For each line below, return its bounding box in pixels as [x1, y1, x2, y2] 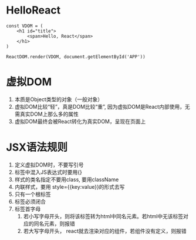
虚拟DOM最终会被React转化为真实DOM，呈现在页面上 [14, 118, 146, 125]
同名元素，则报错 [33, 220, 75, 227]
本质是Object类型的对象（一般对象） [14, 95, 103, 103]
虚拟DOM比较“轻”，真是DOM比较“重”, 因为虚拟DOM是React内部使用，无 [14, 103, 190, 110]
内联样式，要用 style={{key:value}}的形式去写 [14, 183, 125, 190]
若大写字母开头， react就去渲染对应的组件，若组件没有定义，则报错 [23, 227, 187, 234]
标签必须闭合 [14, 198, 46, 205]
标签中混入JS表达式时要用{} [14, 168, 82, 175]
